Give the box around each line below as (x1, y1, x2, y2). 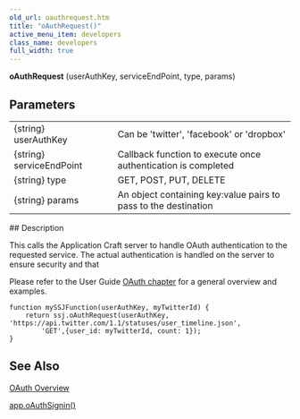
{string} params (13, 193, 79, 206)
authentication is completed (117, 158, 235, 171)
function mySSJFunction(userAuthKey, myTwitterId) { (9, 303, 210, 312)
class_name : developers (9, 38, 98, 47)
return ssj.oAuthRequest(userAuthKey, (25, 311, 170, 320)
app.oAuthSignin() (9, 399, 76, 410)
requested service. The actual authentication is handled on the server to (9, 249, 275, 260)
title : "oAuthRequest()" (9, 21, 102, 30)
